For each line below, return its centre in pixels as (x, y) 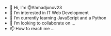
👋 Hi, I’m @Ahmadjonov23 (36, 8)
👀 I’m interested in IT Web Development (49, 13)
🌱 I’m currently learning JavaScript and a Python (58, 18)
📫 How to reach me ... (32, 28)
